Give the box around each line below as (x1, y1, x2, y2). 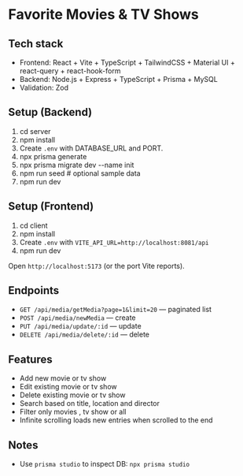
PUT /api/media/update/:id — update (19, 322, 142, 331)
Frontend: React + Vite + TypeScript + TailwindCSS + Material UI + (19, 58, 236, 67)
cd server (19, 126, 51, 136)
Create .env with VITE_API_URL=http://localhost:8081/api (19, 237, 210, 247)
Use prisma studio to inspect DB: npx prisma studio (19, 459, 190, 469)
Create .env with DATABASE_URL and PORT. (19, 143, 164, 153)
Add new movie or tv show (19, 374, 107, 383)
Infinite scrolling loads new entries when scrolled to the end (19, 415, 214, 425)
